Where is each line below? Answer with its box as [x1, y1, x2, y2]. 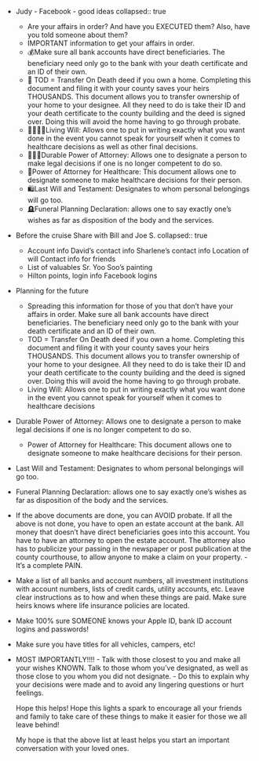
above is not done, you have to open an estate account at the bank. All [15, 519, 244, 528]
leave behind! [15, 720, 60, 729]
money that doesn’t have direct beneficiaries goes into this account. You [15, 527, 250, 537]
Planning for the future [15, 286, 89, 295]
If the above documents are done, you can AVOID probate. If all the [15, 511, 233, 520]
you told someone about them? [27, 31, 128, 39]
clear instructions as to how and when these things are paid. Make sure [15, 592, 247, 602]
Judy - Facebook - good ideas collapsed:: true [15, 7, 166, 16]
